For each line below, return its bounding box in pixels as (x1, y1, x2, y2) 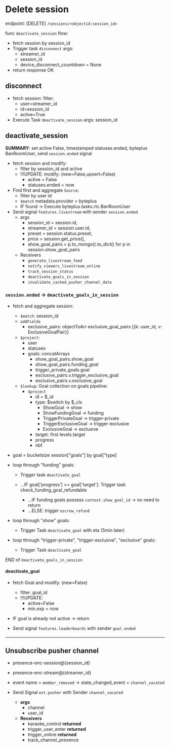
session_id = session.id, (27, 219, 78, 225)
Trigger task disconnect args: (12, 45, 74, 51)
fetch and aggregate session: (12, 303, 74, 309)
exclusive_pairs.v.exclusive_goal (35, 377, 103, 384)
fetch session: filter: (12, 95, 54, 101)
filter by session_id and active (20, 165, 82, 172)
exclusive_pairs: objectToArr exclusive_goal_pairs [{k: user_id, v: (27, 323, 162, 329)
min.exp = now (27, 605, 59, 612)
